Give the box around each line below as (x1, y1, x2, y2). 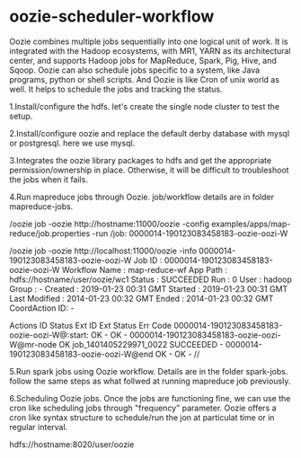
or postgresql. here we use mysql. (9, 137, 136, 148)
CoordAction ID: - (9, 303, 75, 313)
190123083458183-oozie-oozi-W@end (9, 348, 154, 359)
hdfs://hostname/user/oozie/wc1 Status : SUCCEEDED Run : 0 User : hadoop (9, 274, 292, 285)
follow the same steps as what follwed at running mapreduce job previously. (9, 375, 291, 386)
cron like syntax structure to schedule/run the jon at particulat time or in (9, 411, 275, 423)
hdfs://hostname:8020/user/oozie (9, 438, 135, 450)
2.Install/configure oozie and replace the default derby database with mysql (9, 128, 290, 138)
